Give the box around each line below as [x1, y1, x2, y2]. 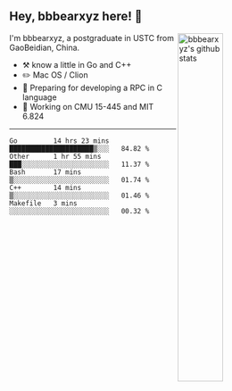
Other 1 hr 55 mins [9, 152, 102, 161]
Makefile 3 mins [9, 198, 78, 208]
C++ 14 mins [9, 183, 82, 192]
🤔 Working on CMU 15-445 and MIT [21, 101, 154, 112]
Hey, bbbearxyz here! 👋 [9, 9, 143, 24]
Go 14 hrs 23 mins [9, 136, 110, 146]
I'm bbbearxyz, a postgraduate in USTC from [9, 32, 174, 43]
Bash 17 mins [9, 167, 82, 177]
